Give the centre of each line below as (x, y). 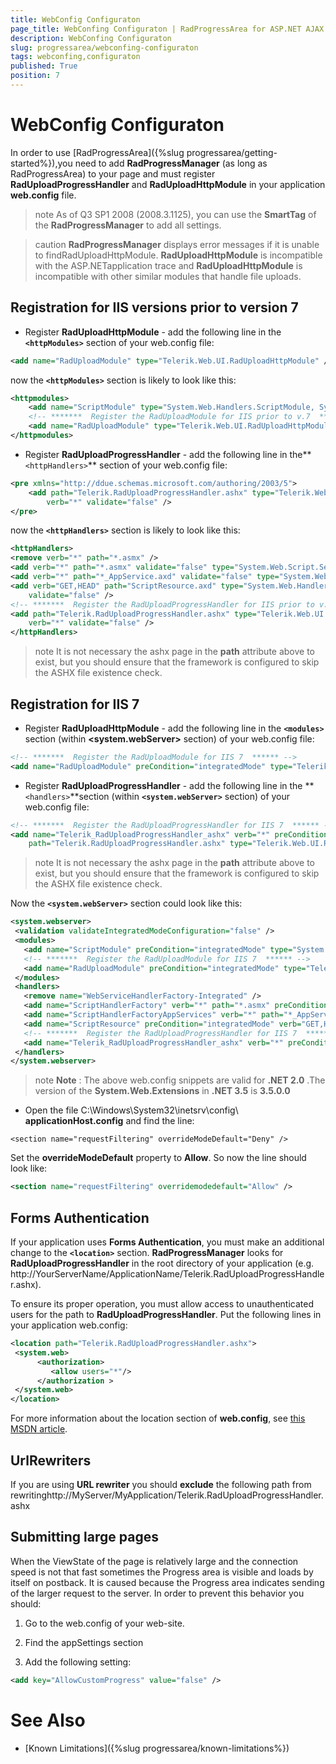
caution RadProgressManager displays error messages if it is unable (177, 244)
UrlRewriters (51, 1460)
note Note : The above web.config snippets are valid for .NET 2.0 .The (180, 1080)
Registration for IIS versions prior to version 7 (154, 307)
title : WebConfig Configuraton (75, 19)
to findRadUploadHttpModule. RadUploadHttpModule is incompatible (178, 255)
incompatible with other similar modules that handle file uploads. (168, 276)
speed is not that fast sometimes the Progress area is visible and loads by (162, 1572)
